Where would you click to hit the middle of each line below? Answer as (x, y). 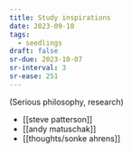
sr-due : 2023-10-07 (46, 59)
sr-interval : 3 (38, 68)
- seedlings (40, 43)
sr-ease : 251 (34, 76)
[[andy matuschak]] (59, 129)
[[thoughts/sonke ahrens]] (71, 138)
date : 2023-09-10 (42, 26)
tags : (19, 34)
